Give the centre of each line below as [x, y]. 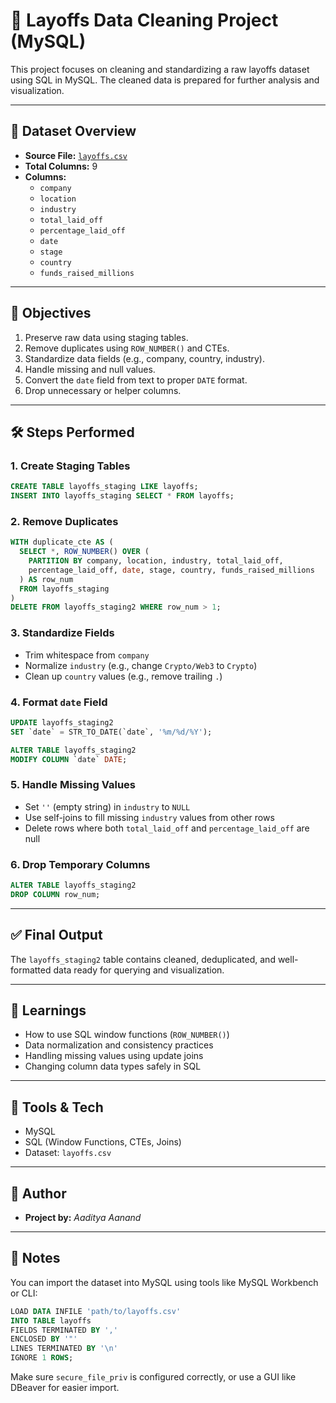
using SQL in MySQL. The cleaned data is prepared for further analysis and [165, 80]
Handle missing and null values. [90, 369]
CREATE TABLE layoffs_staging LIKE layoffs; [104, 487]
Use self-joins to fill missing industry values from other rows [149, 817]
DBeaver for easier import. [65, 1388]
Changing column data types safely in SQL [113, 1066]
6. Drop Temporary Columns [80, 864]
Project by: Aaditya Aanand [83, 1217]
